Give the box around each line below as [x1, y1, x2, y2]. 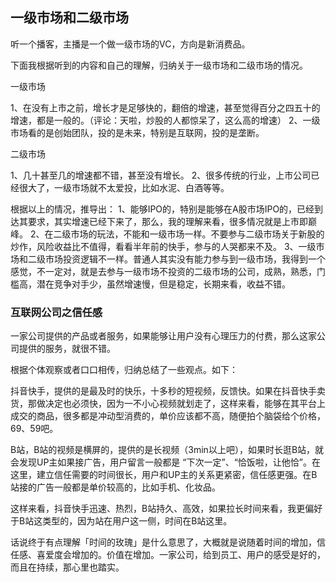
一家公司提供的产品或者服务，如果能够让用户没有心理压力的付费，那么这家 [10, 330, 317, 342]
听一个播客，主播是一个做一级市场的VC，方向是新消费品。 [10, 38, 251, 50]
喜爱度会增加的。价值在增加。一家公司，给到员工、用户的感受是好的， [36, 549, 326, 561]
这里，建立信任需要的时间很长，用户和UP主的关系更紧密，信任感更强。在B [10, 469, 318, 481]
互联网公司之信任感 [10, 305, 103, 319]
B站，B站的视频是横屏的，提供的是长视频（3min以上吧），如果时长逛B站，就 [10, 444, 325, 456]
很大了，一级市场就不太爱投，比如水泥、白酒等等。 [18, 181, 230, 193]
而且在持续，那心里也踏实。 [10, 561, 125, 573]
